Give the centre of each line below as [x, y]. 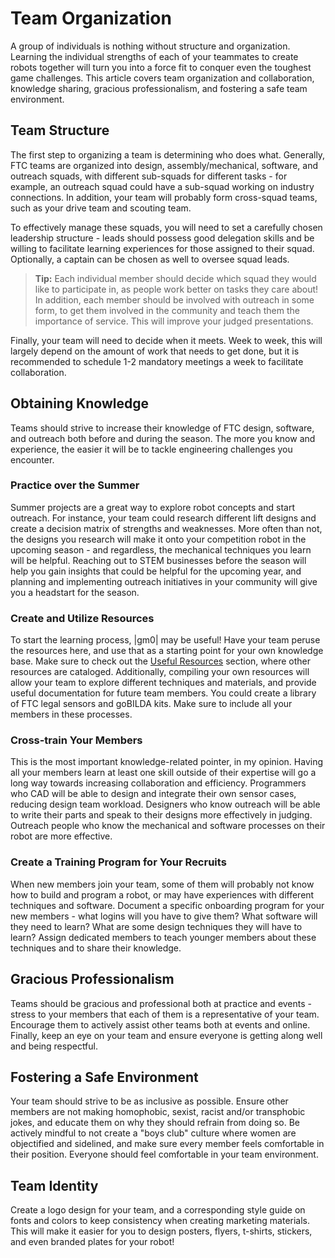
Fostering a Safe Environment [104, 1077]
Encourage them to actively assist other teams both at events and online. [160, 1024]
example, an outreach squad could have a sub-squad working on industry [162, 186]
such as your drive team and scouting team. [101, 208]
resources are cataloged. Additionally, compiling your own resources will [160, 672]
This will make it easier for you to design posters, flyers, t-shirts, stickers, [161, 1231]
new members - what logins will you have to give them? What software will [164, 916]
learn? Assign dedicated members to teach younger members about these [163, 937]
